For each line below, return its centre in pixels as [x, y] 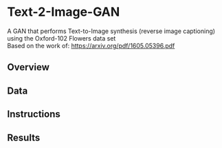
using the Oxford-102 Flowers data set [62, 38]
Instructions [34, 114]
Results [24, 137]
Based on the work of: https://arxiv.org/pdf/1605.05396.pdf [91, 45]
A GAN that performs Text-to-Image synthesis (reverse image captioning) [111, 31]
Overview [29, 67]
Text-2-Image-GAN [64, 12]
